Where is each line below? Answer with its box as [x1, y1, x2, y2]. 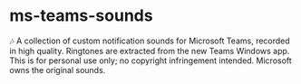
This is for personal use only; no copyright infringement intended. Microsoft [9, 55, 292, 66]
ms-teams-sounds [9, 5, 153, 26]
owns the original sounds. [9, 64, 106, 75]
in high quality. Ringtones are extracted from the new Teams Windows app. [9, 45, 290, 56]
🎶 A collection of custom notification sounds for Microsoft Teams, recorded [9, 35, 290, 46]
